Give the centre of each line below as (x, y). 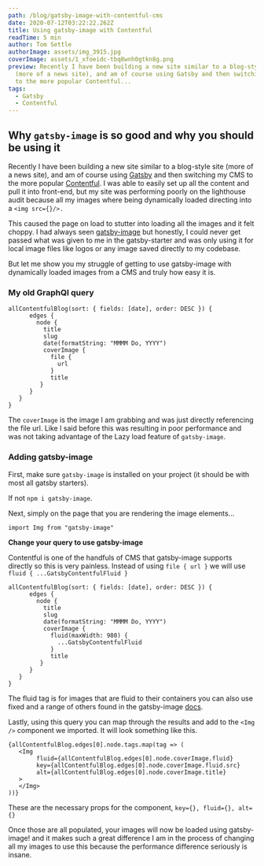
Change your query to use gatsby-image (76, 542)
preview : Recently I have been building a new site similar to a (117, 67)
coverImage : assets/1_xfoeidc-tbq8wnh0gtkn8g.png (91, 60)
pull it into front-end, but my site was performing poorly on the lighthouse (127, 191)
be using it (34, 148)
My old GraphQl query (51, 292)
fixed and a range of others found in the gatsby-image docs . (106, 706)
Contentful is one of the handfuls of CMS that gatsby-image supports (120, 557)
